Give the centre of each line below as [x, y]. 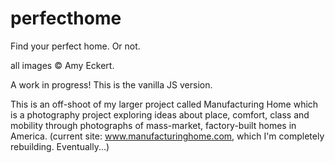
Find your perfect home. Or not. [75, 46]
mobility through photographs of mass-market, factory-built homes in [153, 125]
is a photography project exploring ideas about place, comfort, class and [160, 114]
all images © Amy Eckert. [62, 65]
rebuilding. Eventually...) [60, 146]
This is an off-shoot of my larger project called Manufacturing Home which [164, 104]
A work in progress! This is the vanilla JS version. [111, 84]
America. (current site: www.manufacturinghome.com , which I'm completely [167, 136]
